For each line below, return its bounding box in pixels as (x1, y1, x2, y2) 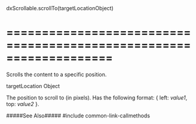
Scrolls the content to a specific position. (6, 71, 107, 78)
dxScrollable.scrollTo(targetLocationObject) (6, 5, 114, 11)
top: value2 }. (6, 100, 39, 107)
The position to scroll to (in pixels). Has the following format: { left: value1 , (6, 94, 188, 101)
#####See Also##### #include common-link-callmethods (6, 112, 151, 119)
